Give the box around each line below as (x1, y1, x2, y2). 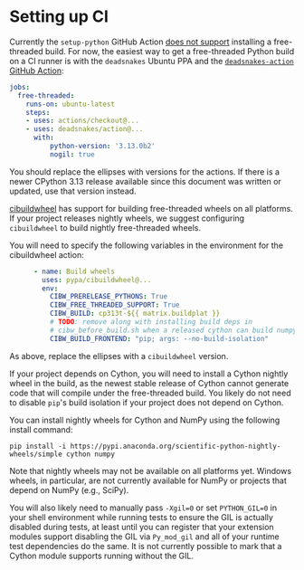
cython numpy (66, 450, 116, 459)
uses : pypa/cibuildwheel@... (42, 275, 152, 284)
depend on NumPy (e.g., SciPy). (9, 484, 129, 495)
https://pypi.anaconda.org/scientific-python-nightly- (70, 442, 281, 451)
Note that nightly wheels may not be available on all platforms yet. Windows (9, 465, 292, 476)
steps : (25, 108, 51, 117)
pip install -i (9, 442, 67, 451)
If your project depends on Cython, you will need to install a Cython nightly (9, 368, 289, 379)
